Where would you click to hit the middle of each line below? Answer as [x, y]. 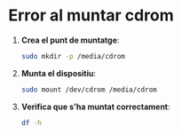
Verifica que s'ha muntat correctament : [95, 107]
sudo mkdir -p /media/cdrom [73, 56]
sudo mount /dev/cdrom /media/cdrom [89, 90]
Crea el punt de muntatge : [70, 40]
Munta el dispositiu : [59, 73]
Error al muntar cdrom [91, 16]
